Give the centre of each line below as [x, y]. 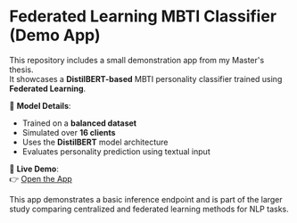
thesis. [21, 70]
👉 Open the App [41, 178]
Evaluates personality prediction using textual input [116, 151]
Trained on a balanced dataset [79, 123]
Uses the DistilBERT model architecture [95, 142]
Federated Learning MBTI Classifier [143, 17]
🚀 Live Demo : [34, 169]
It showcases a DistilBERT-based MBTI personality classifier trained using [146, 78]
